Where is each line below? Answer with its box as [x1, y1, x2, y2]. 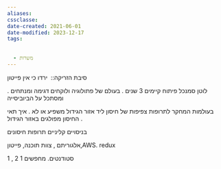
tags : [7, 36, 23, 42]
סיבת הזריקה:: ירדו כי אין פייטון [7, 73, 87, 81]
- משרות [13, 55, 34, 62]
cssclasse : [7, 16, 38, 23]
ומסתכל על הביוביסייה [7, 94, 64, 102]
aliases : [7, 10, 32, 17]
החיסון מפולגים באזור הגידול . [7, 114, 83, 122]
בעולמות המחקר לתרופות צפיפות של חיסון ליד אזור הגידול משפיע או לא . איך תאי [7, 107, 214, 115]
